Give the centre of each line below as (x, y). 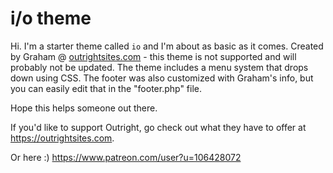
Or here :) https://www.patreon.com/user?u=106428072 (126, 157)
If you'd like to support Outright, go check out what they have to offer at (158, 127)
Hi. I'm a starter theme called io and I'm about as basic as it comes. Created (167, 46)
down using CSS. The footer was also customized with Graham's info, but (162, 78)
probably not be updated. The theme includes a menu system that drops (159, 67)
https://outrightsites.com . (62, 138)
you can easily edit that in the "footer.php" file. (106, 88)
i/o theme (51, 18)
